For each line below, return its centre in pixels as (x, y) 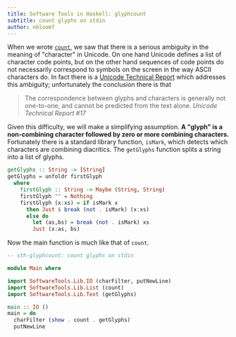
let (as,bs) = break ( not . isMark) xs (91, 223)
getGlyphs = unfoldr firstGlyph (55, 177)
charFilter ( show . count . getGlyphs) (72, 320)
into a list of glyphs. (36, 157)
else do (37, 216)
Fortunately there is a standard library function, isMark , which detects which (118, 142)
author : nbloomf (31, 27)
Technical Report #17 (55, 113)
